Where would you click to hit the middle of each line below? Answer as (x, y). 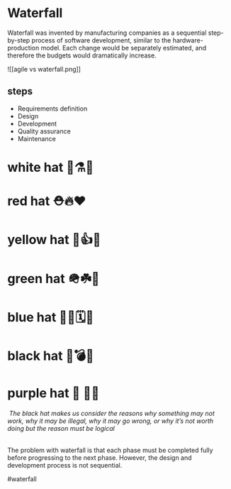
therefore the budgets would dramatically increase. (82, 55)
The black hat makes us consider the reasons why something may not (112, 413)
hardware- (188, 40)
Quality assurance (44, 131)
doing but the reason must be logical (61, 428)
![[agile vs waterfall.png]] (44, 69)
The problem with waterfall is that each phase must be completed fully (111, 450)
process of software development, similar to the (101, 40)
